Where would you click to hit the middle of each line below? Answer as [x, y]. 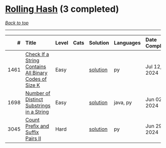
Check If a [37, 54]
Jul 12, [154, 66]
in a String [37, 111]
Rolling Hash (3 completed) [62, 9]
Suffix [32, 132]
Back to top [17, 23]
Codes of [36, 79]
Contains [36, 66]
